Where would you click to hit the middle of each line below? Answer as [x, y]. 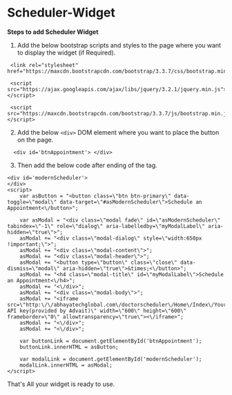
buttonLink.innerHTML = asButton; [69, 347]
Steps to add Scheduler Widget [53, 32]
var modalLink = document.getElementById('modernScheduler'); [111, 359]
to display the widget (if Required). [66, 52]
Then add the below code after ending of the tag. [87, 165]
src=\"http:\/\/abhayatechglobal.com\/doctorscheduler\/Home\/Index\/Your [117, 305]
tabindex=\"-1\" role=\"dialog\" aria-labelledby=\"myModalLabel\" [106, 226]
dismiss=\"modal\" [33, 268]
